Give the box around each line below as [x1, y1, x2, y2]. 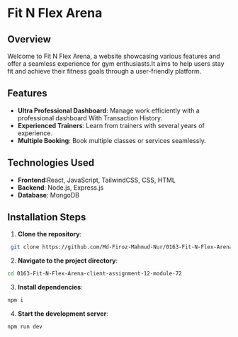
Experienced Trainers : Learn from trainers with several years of [17, 121, 205, 130]
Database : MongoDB [17, 190, 80, 199]
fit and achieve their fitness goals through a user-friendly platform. [7, 67, 202, 75]
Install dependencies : [17, 283, 83, 292]
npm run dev [7, 324, 42, 331]
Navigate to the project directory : [17, 256, 118, 265]
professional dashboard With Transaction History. [17, 113, 163, 122]
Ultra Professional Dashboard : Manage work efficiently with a [17, 106, 200, 115]
